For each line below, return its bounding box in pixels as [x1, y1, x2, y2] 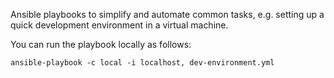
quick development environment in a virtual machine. [10, 19, 229, 31]
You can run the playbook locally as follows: [10, 39, 192, 50]
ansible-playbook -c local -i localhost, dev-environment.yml [10, 58, 275, 68]
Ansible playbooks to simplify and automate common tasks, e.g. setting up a [10, 9, 325, 20]
